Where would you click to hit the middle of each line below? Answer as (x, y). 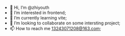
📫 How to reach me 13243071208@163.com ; (55, 28)
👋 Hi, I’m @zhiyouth (30, 8)
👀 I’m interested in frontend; (38, 13)
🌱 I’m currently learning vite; (38, 18)
